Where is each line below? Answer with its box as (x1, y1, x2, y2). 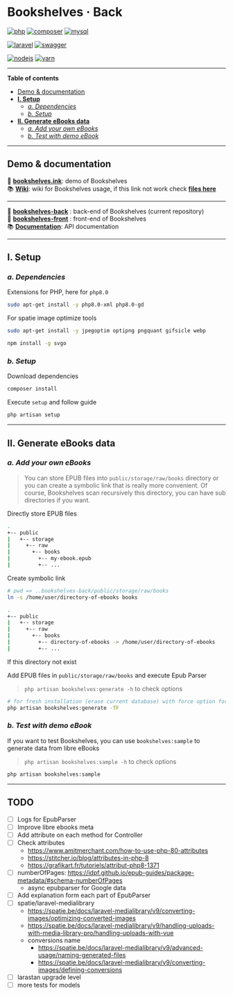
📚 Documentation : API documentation (7, 222, 119, 230)
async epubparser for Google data (27, 883, 126, 892)
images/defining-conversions (37, 965, 123, 973)
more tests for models (17, 981, 80, 989)
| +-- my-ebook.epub (7, 555, 92, 562)
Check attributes (17, 838, 65, 847)
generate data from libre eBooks (7, 744, 100, 752)
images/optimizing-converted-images (27, 914, 137, 922)
